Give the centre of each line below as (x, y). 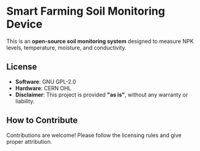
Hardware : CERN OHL (43, 88)
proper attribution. (29, 141)
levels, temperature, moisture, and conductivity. (66, 48)
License (22, 67)
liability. (25, 101)
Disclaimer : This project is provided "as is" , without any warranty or (102, 94)
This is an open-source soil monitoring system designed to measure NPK (100, 41)
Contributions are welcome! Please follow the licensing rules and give (94, 135)
